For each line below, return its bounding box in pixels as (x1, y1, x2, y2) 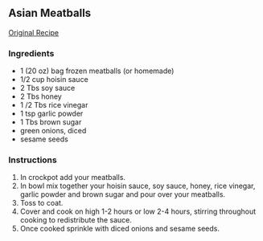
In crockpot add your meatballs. (19, 173, 126, 182)
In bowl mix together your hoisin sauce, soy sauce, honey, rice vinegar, (19, 181, 256, 191)
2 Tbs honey (19, 92, 62, 101)
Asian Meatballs (8, 6, 92, 20)
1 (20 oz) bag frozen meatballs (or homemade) (19, 66, 175, 76)
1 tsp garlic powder (19, 108, 84, 119)
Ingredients (8, 47, 55, 59)
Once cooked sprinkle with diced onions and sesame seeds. (19, 224, 220, 234)
